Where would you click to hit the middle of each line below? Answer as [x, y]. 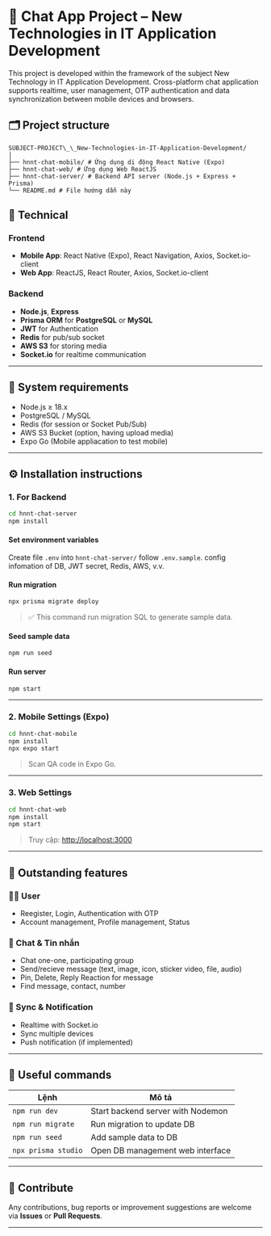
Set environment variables [54, 540]
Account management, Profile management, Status [105, 922]
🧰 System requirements [69, 387]
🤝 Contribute [41, 1188]
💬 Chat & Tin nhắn [44, 943]
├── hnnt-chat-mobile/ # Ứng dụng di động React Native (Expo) [117, 162]
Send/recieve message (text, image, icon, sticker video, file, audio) [131, 969]
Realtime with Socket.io [59, 1024]
